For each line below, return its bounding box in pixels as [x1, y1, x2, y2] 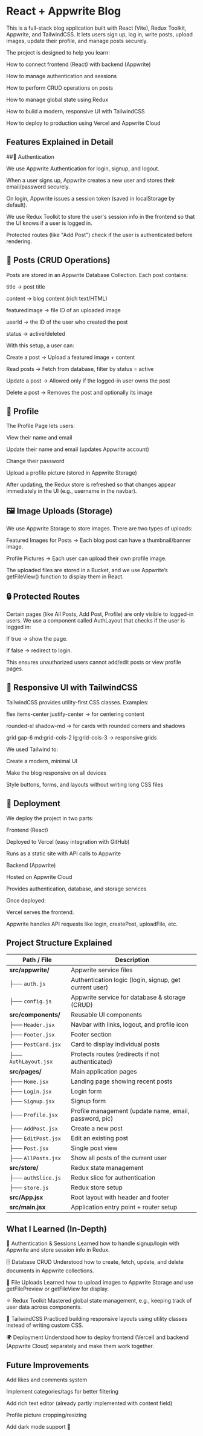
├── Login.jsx [9, 1087, 52, 1095]
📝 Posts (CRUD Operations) [6, 255, 111, 265]
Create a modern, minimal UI [6, 757, 77, 764]
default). [6, 201, 28, 209]
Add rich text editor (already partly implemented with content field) [6, 1400, 173, 1407]
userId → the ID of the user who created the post [6, 318, 128, 326]
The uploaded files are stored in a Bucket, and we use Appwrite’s [6, 567, 168, 574]
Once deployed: [6, 897, 47, 904]
